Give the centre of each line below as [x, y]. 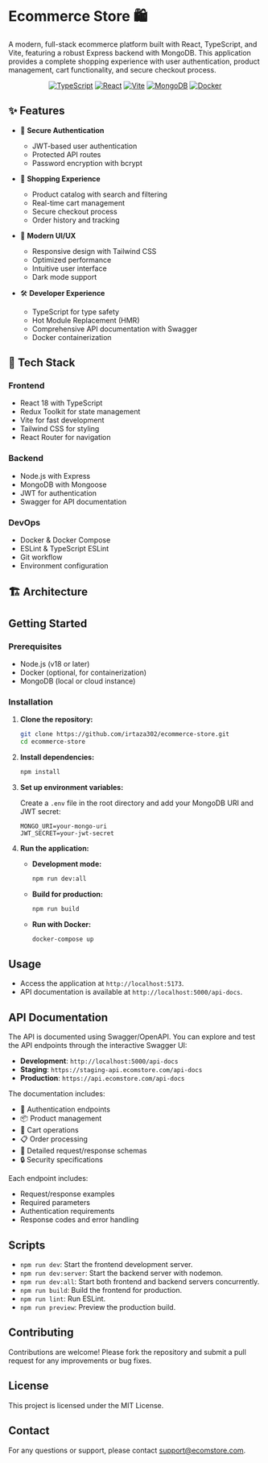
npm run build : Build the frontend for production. [101, 1291]
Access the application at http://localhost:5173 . [102, 983]
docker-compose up [63, 939]
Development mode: [67, 864]
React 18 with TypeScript [61, 403]
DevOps [25, 522]
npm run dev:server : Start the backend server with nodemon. [121, 1273]
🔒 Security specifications [61, 1160]
